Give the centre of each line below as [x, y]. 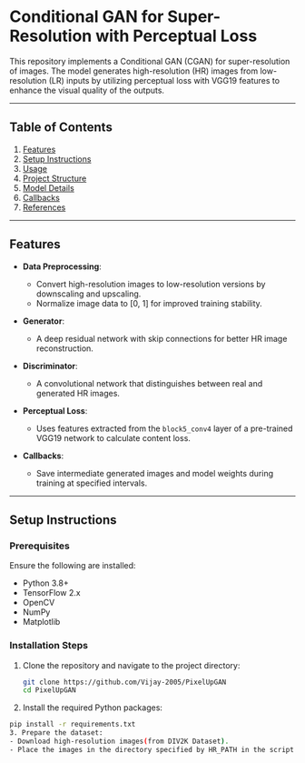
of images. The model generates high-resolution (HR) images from [134, 71]
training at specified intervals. [92, 483]
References [44, 207]
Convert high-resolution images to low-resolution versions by [151, 284]
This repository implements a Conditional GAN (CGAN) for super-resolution [150, 61]
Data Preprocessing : [62, 266]
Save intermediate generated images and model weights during [155, 473]
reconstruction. [64, 348]
